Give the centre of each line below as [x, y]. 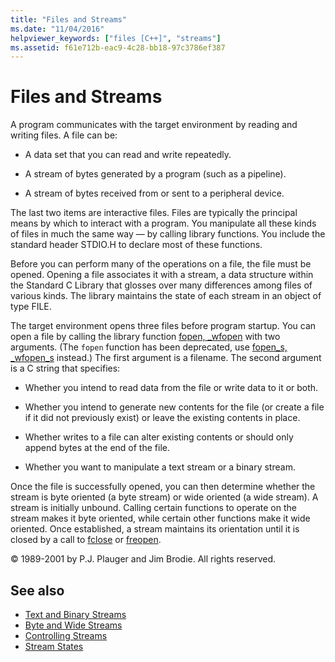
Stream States [54, 646]
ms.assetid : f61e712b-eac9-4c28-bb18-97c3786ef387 [118, 47]
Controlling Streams [66, 635]
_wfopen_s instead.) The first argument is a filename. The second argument [166, 358]
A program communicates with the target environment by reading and [154, 125]
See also [37, 590]
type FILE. [31, 307]
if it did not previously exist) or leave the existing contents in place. [162, 418]
